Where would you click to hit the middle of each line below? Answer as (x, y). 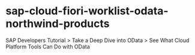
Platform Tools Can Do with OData (48, 47)
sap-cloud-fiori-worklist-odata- (87, 11)
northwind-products (58, 24)
